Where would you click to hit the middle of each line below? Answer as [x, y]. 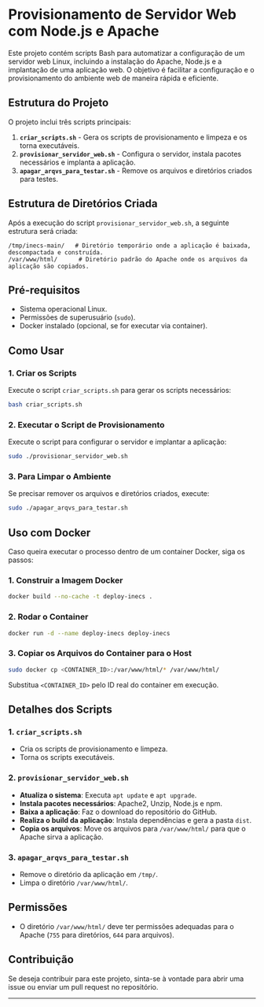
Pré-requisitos [44, 290]
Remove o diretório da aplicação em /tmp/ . [89, 874]
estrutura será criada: [43, 231]
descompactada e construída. [56, 252]
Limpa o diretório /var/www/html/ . [73, 883]
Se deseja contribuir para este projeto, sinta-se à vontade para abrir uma [126, 979]
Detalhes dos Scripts [60, 709]
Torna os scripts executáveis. [67, 757]
